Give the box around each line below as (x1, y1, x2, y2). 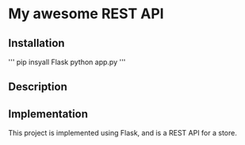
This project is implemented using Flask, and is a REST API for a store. (8, 128, 238, 138)
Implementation (8, 107, 89, 120)
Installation (8, 36, 65, 50)
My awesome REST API (8, 5, 164, 23)
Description (8, 80, 67, 93)
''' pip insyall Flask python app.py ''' (8, 57, 126, 67)
